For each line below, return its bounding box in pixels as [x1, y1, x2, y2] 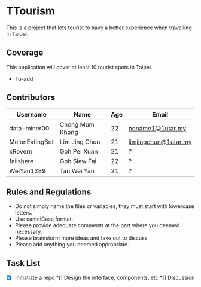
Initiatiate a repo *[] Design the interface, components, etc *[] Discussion [14, 274, 195, 282]
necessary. [14, 228, 42, 236]
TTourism [6, 4, 56, 18]
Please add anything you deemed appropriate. [14, 241, 130, 248]
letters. [14, 209, 33, 216]
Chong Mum [59, 120, 95, 129]
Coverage [6, 48, 44, 58]
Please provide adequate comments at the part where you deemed [14, 222, 180, 229]
